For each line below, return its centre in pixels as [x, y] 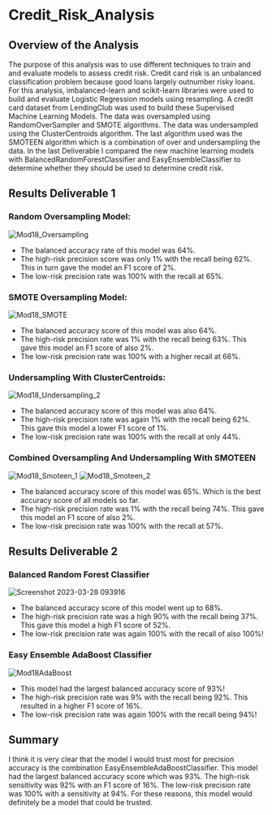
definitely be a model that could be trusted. [80, 803]
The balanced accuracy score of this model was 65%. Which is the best [140, 491]
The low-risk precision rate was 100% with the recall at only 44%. [130, 437]
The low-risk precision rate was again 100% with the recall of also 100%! [142, 634]
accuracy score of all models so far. [80, 500]
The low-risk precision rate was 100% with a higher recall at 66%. [130, 356]
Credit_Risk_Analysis [82, 15]
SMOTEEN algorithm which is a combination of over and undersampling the [135, 142]
